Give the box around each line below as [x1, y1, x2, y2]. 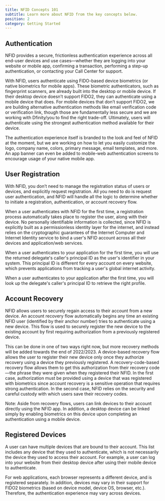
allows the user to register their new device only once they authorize [5, 354, 144, 360]
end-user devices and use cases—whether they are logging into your [5, 58, 146, 64]
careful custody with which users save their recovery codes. [5, 391, 128, 397]
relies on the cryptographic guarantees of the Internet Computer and [5, 229, 144, 235]
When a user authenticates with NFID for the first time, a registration [5, 208, 144, 214]
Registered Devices [5, 431, 66, 439]
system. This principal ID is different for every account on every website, [5, 260, 153, 266]
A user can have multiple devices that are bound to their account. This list [5, 444, 155, 450]
